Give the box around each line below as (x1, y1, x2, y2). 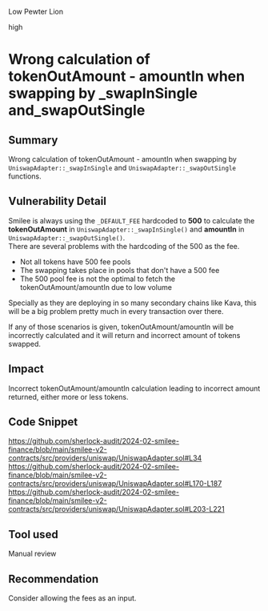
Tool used (8, 528, 58, 541)
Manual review (8, 549, 57, 559)
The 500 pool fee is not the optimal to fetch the (19, 274, 176, 283)
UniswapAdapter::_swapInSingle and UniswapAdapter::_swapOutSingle (8, 163, 236, 172)
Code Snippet (8, 416, 78, 429)
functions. (8, 171, 42, 181)
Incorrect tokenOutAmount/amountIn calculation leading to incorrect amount (8, 384, 261, 393)
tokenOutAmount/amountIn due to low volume (19, 282, 172, 291)
